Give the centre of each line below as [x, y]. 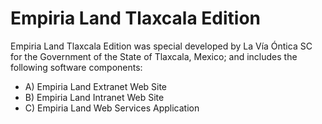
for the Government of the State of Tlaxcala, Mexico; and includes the [154, 56]
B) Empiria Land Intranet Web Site [94, 97]
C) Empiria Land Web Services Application [112, 108]
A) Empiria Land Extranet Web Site [96, 86]
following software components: [76, 67]
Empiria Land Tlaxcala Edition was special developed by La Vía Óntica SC [161, 46]
